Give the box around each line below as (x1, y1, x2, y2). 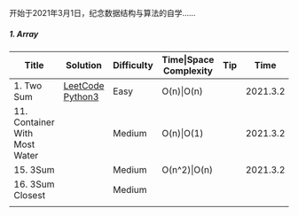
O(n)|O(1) (161, 127, 204, 139)
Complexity (162, 65, 213, 77)
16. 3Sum (13, 178, 55, 190)
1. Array (9, 28, 39, 39)
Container (13, 116, 55, 128)
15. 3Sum (13, 163, 55, 175)
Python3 (63, 90, 99, 103)
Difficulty (113, 58, 153, 71)
